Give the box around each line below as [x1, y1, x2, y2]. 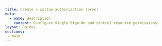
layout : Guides [5, 25, 36, 30]
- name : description [9, 16, 51, 21]
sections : [5, 29, 25, 34]
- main [7, 34, 21, 39]
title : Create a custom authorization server [5, 7, 98, 12]
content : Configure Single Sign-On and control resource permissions [14, 20, 158, 25]
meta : [5, 11, 16, 16]
